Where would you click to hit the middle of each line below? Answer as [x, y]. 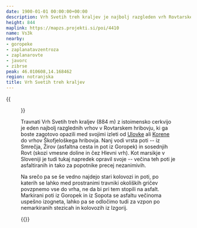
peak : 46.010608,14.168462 [39, 72]
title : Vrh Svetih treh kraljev [45, 83]
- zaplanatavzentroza [33, 50]
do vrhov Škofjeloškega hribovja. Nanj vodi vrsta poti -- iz [90, 140]
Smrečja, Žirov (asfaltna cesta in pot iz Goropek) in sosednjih [94, 147]
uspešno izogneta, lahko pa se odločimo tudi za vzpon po [90, 202]
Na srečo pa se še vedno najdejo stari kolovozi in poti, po [90, 177]
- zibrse [17, 66]
